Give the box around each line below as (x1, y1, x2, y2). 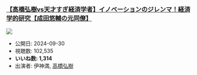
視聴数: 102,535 (14, 48, 54, 55)
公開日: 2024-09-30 (14, 40, 65, 47)
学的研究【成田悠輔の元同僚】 (6, 14, 93, 22)
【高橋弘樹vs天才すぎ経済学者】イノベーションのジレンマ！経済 (6, 5, 191, 13)
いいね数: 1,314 (14, 55, 53, 62)
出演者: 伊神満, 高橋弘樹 (14, 62, 73, 70)
